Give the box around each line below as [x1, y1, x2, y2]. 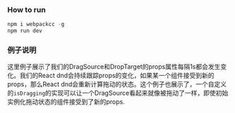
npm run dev [7, 27, 42, 34]
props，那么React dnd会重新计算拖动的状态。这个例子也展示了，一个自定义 [7, 80, 227, 88]
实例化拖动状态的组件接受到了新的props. [7, 98, 125, 106]
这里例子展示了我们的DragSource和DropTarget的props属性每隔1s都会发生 [7, 62, 221, 71]
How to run [7, 5, 46, 15]
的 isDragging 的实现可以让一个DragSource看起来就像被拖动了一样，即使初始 [7, 89, 229, 98]
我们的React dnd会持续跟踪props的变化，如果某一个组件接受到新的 [19, 72, 215, 80]
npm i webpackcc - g [7, 21, 65, 28]
